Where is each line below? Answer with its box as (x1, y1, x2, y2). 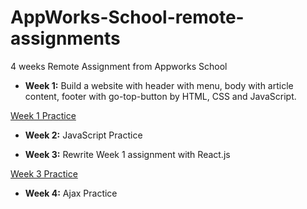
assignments (10, 27, 121, 50)
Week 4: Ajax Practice (24, 187, 118, 199)
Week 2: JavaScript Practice (24, 129, 143, 141)
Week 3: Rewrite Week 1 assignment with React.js (24, 148, 231, 160)
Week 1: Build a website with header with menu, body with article (24, 79, 294, 91)
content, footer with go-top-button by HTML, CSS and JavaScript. (24, 90, 297, 102)
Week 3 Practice (10, 167, 78, 180)
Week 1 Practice (10, 109, 77, 121)
